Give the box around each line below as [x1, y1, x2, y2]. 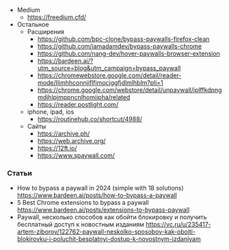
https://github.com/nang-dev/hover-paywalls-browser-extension [37, 49, 220, 58]
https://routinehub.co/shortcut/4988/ [37, 115, 142, 123]
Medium [16, 6, 41, 14]
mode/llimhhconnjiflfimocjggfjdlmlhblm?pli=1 [37, 79, 164, 86]
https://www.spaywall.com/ [37, 151, 115, 160]
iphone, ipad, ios [27, 108, 75, 116]
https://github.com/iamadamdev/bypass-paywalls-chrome [37, 42, 202, 50]
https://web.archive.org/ [37, 137, 106, 145]
